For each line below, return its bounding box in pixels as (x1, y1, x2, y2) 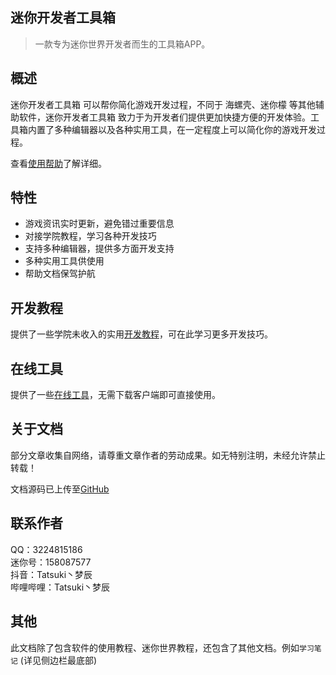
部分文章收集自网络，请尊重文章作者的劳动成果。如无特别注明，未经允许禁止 (10, 449, 326, 461)
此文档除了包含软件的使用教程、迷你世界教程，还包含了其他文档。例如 (10, 641, 300, 653)
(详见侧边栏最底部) (19, 654, 98, 666)
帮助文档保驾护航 (24, 268, 96, 280)
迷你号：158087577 (10, 556, 92, 568)
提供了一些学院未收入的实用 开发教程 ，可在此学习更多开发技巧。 (10, 328, 273, 340)
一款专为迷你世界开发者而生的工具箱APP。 (34, 38, 211, 50)
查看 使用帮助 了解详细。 (10, 157, 107, 169)
